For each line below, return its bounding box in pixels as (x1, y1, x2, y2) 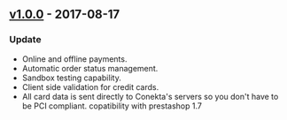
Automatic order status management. (21, 63, 159, 73)
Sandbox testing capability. (21, 72, 121, 83)
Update (9, 34, 42, 46)
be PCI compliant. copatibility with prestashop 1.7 (21, 101, 202, 111)
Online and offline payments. (21, 53, 128, 64)
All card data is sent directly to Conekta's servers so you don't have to (21, 91, 279, 101)
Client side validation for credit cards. (21, 81, 159, 92)
